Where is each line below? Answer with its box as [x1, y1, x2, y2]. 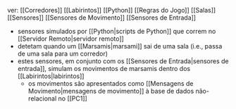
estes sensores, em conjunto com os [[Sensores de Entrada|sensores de [17, 57, 229, 65]
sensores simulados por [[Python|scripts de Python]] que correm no [17, 27, 216, 35]
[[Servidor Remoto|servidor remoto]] [17, 34, 125, 43]
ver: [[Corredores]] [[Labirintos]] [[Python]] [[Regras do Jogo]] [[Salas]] [7, 6, 216, 14]
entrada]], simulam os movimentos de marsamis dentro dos [17, 65, 191, 72]
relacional [27, 94, 57, 103]
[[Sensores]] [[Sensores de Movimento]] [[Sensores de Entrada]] [7, 13, 196, 22]
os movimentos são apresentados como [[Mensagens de [27, 79, 194, 87]
